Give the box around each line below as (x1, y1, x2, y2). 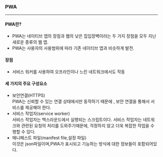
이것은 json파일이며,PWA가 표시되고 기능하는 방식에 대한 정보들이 (12, 141, 137, 146)
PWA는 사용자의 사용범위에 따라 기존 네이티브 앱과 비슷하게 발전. (12, 45, 134, 51)
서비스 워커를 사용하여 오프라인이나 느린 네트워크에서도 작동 (12, 69, 125, 75)
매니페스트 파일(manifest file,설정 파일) (12, 135, 87, 141)
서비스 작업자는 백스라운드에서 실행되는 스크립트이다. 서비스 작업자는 (12, 116, 142, 122)
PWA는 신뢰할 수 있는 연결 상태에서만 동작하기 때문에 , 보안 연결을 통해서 (12, 98, 150, 104)
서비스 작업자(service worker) (12, 110, 70, 116)
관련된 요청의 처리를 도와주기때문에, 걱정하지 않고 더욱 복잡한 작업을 (21, 123, 149, 128)
